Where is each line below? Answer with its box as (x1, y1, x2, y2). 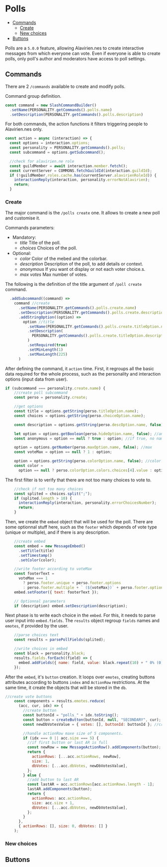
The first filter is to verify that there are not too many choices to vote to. (5, 477, 152, 483)
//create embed (14, 539, 46, 544)
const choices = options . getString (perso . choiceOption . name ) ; (14, 413, 146, 418)
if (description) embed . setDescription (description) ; (14, 603, 128, 609)
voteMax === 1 (18, 576, 48, 581)
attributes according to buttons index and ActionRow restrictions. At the (5, 679, 150, 685)
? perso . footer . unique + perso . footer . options (23, 581, 121, 586)
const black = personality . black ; (14, 651, 85, 656)
